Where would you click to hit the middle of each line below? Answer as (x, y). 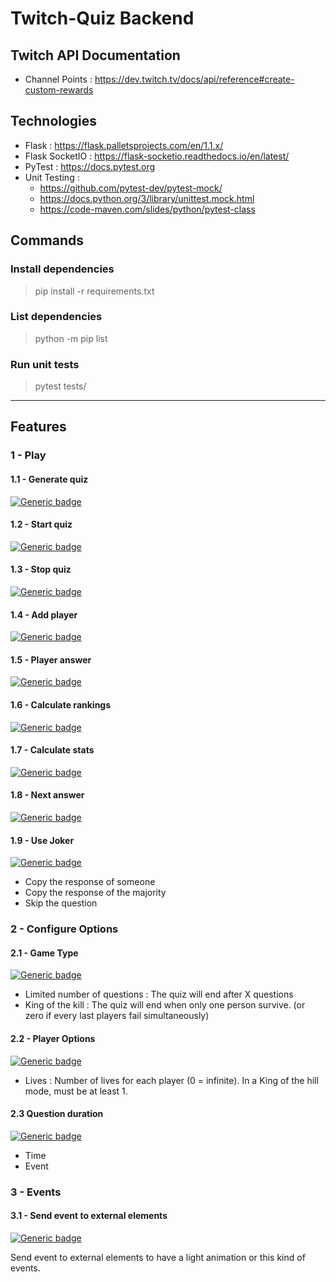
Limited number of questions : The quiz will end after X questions (159, 994)
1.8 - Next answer (47, 795)
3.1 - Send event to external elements (89, 1216)
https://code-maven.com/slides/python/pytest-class (147, 209)
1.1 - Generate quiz (49, 479)
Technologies (54, 121)
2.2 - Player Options (53, 1038)
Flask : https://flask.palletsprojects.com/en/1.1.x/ (124, 145)
